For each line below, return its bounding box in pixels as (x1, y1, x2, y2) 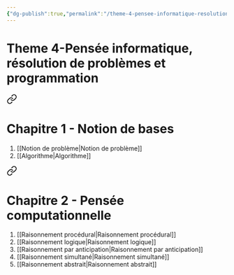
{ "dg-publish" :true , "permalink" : (6, 10, 104, 17)
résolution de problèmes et (6, 55, 166, 71)
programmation (6, 70, 99, 86)
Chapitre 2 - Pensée (6, 192, 124, 209)
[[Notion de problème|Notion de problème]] (16, 144, 142, 153)
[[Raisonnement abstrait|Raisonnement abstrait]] (16, 260, 157, 269)
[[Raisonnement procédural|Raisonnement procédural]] (16, 230, 176, 239)
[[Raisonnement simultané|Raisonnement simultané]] (16, 253, 170, 261)
